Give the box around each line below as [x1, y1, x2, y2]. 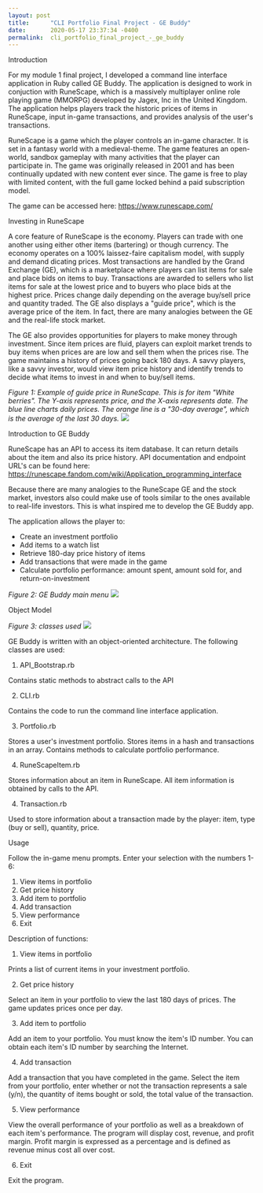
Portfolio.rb [19, 721, 57, 731]
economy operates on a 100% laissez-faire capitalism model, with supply [8, 249, 245, 258]
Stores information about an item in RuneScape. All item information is [8, 776, 235, 785]
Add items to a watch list [19, 540, 100, 550]
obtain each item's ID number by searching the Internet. [8, 1043, 189, 1052]
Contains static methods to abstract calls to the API [8, 676, 174, 685]
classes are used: [8, 645, 65, 654]
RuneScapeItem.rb [19, 761, 81, 770]
